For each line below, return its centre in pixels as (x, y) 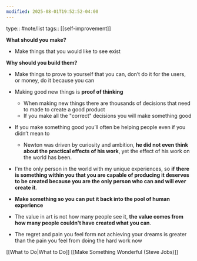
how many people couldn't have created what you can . (83, 223)
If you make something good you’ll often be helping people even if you (100, 127)
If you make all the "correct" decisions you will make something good (107, 115)
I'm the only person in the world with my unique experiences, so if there (102, 169)
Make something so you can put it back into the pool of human (92, 199)
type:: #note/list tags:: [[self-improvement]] (59, 28)
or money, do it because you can (54, 80)
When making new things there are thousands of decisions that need (107, 103)
